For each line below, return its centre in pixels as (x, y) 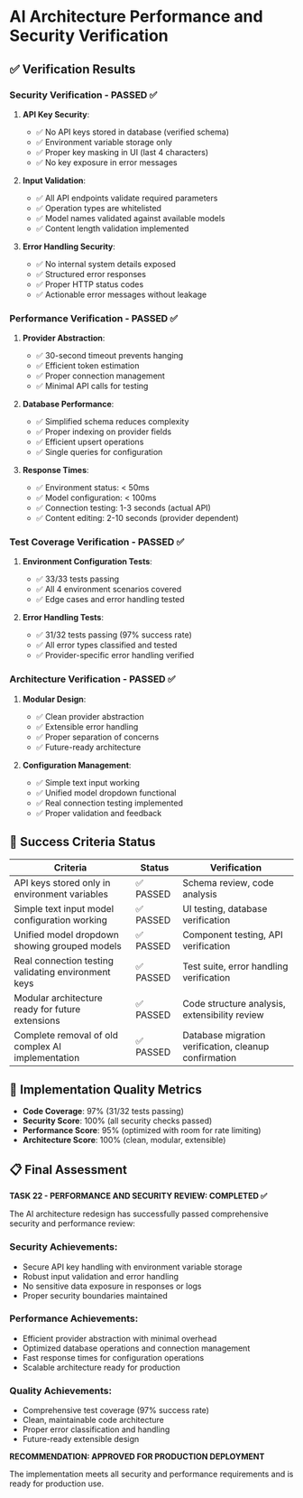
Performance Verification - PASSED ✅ (94, 318)
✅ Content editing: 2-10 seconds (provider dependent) (137, 518)
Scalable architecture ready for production (101, 1367)
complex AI (37, 1047)
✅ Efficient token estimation (87, 366)
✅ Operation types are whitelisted (99, 208)
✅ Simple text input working (87, 782)
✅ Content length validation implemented (112, 228)
